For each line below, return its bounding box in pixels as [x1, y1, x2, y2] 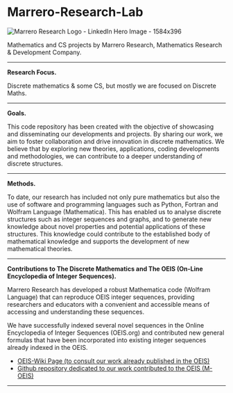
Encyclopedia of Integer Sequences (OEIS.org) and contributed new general [7, 328, 225, 337]
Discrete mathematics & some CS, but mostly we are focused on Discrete [7, 81, 216, 90]
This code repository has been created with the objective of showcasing [7, 122, 214, 131]
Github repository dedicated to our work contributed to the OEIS [17, 364, 201, 372]
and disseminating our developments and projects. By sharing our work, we [7, 129, 223, 138]
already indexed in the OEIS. [7, 343, 88, 351]
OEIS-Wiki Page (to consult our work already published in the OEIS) [17, 356, 210, 365]
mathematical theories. [7, 244, 73, 252]
